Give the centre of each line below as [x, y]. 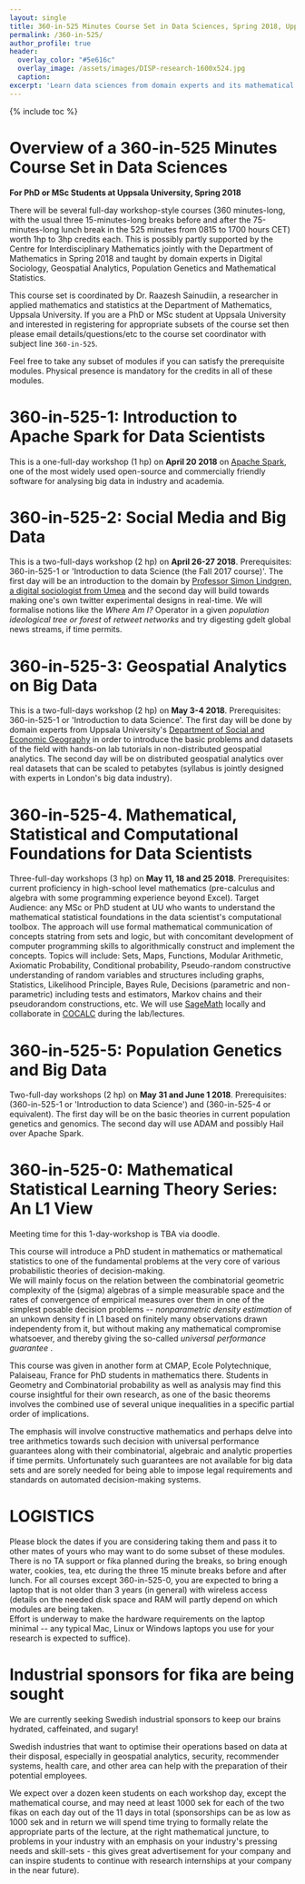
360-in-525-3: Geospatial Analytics [148, 666]
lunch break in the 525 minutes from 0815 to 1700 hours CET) [176, 229]
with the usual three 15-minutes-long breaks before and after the [130, 220]
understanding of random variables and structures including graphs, [137, 975]
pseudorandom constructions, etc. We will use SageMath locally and [138, 1004]
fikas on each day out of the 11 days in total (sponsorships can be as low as [150, 1812]
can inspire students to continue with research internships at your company [151, 1861]
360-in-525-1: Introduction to [123, 416]
